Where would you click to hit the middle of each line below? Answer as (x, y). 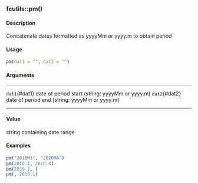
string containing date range (40, 132)
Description (21, 23)
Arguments (20, 75)
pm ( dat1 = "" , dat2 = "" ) (38, 62)
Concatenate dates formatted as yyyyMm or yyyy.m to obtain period (89, 36)
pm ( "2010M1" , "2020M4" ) (35, 158)
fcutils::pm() (24, 9)
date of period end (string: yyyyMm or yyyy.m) (63, 100)
